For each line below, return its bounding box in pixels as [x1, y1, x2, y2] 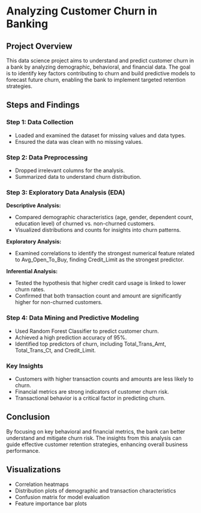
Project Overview [6, 41, 73, 51]
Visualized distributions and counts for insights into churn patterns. [14, 226, 181, 234]
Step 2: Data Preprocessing [6, 153, 88, 161]
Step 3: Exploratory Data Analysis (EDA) [6, 188, 125, 196]
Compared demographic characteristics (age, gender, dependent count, [14, 214, 194, 221]
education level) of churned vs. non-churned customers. [14, 220, 155, 227]
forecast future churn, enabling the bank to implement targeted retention [6, 76, 186, 83]
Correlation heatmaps [14, 480, 69, 488]
